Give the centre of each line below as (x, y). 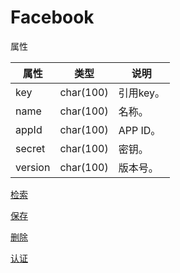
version (33, 167)
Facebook (52, 17)
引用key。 (142, 93)
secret (30, 148)
